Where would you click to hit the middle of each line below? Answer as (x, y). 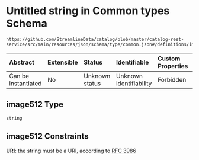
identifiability (134, 83)
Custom (169, 59)
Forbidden (172, 79)
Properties (173, 66)
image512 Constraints (47, 137)
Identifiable (132, 62)
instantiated (25, 83)
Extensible (62, 62)
